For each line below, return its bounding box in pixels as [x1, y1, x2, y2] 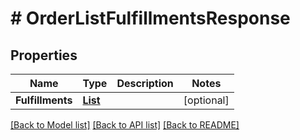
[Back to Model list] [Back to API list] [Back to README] [10, 119, 240, 131]
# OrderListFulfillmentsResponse [10, 7, 291, 30]
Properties [10, 47, 78, 64]
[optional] [183, 93, 230, 107]
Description [116, 77, 174, 90]
